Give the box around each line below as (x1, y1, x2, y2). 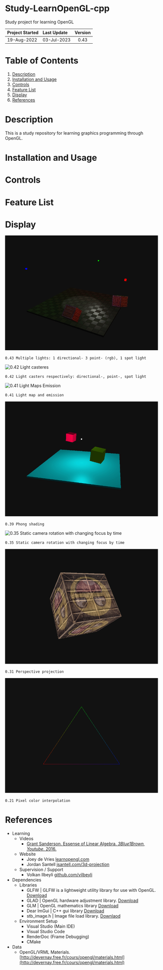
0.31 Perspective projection (5, 669, 64, 674)
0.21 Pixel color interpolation (5, 798, 70, 803)
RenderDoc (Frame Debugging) (26, 934, 90, 939)
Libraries (19, 882, 37, 888)
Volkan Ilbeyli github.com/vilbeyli (26, 871, 93, 877)
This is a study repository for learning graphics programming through (5, 130, 144, 136)
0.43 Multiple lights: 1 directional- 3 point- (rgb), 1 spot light (5, 356, 147, 360)
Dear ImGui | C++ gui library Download (26, 908, 104, 914)
